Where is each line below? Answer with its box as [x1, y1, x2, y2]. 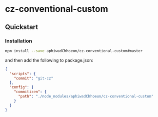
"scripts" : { [9, 71, 36, 76]
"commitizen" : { [14, 89, 47, 95]
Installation [5, 38, 33, 44]
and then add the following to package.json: [5, 57, 94, 63]
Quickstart [5, 23, 39, 31]
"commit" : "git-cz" [14, 76, 54, 81]
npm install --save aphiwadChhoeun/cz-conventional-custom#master [5, 48, 143, 53]
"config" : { [9, 85, 34, 90]
